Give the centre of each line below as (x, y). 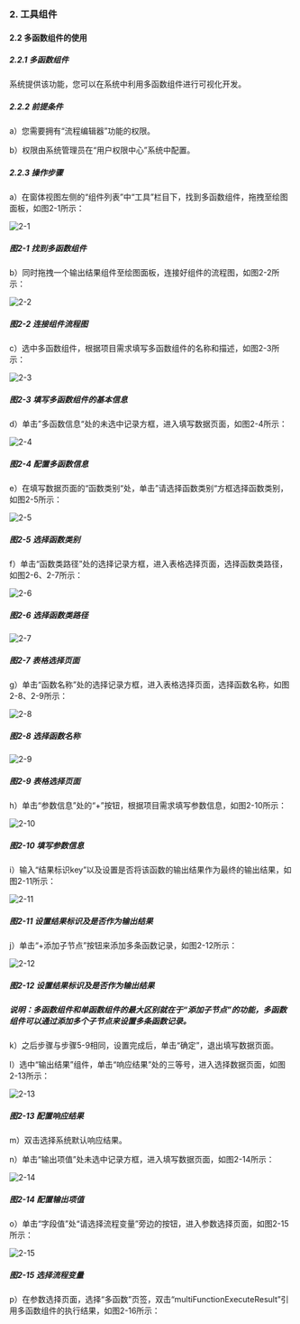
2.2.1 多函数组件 (39, 60)
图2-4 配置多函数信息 (49, 463)
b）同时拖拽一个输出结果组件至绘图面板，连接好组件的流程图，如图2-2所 (145, 273)
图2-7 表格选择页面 (45, 660)
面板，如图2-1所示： (47, 209)
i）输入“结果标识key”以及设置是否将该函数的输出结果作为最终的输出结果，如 (150, 870)
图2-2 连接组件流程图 (49, 323)
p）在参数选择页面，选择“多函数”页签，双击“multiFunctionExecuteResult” (145, 1300)
